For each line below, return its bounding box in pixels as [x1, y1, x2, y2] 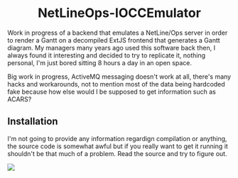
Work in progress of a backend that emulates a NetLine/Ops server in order [7, 28, 228, 37]
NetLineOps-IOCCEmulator [38, 5, 201, 21]
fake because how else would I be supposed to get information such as [7, 87, 217, 96]
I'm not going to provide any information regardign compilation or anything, [7, 134, 227, 143]
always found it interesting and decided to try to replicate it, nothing [7, 51, 206, 60]
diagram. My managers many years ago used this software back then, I [7, 43, 215, 52]
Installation [7, 116, 58, 128]
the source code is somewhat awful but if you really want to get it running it [7, 142, 229, 150]
